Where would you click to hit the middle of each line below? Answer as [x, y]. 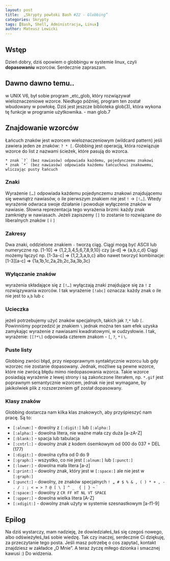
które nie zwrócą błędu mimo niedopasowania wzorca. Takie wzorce [77, 372]
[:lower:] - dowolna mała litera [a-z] [51, 466]
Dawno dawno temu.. [40, 83]
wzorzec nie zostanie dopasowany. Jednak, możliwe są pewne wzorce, [80, 366]
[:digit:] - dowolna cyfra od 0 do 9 [51, 455]
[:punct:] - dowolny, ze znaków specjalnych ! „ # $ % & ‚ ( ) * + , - [89, 482]
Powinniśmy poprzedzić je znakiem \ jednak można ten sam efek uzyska [82, 326]
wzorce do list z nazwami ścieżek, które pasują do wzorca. [67, 151]
